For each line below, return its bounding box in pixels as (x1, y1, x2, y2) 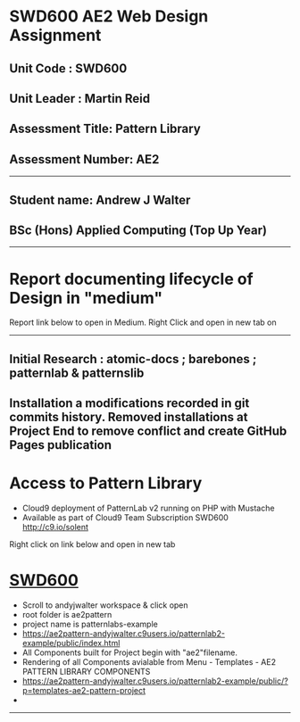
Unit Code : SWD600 (9, 61, 128, 76)
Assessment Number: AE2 (9, 152, 160, 167)
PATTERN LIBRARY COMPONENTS (21, 666, 151, 676)
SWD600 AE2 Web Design (9, 6, 209, 27)
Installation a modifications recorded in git (9, 395, 250, 411)
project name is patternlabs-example (21, 618, 158, 629)
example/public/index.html (21, 637, 121, 648)
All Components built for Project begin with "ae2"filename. (21, 647, 238, 658)
